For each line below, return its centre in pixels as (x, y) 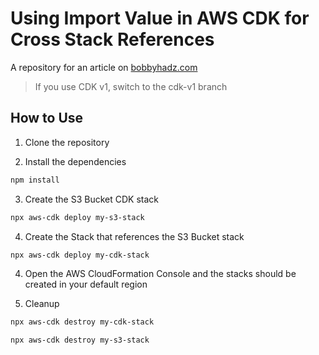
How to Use (47, 118)
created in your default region (86, 284)
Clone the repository (67, 142)
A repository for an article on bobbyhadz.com (104, 67)
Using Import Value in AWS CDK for (160, 18)
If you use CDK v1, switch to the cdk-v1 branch (131, 86)
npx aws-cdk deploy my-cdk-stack (80, 255)
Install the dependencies (75, 161)
